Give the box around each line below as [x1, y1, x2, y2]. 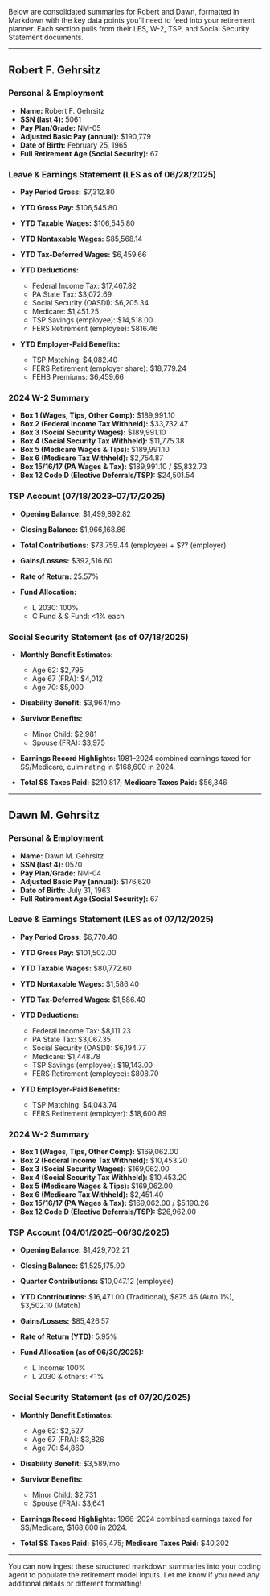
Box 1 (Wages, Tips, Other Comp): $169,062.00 [19, 1147, 179, 1157]
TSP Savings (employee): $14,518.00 [31, 314, 153, 325]
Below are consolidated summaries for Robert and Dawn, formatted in [8, 7, 239, 16]
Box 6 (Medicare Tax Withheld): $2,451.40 [19, 1190, 164, 1199]
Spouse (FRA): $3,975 [31, 738, 106, 747]
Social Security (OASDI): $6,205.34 [31, 297, 149, 307]
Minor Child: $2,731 [31, 1490, 96, 1499]
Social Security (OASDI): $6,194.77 [31, 1043, 147, 1053]
